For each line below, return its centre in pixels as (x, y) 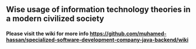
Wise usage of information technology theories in (99, 10)
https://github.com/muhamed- (128, 33)
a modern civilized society (55, 19)
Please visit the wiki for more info (47, 33)
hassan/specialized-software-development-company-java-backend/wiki (97, 40)
